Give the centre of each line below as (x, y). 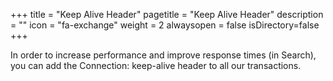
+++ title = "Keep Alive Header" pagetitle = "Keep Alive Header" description (167, 14)
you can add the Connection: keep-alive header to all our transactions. (156, 65)
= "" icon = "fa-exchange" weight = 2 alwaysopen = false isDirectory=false (165, 25)
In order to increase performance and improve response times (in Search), (163, 55)
